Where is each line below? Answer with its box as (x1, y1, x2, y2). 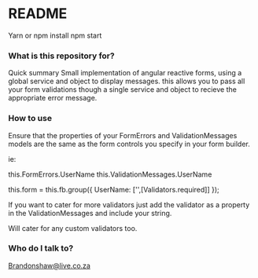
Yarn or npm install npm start (8, 31, 102, 40)
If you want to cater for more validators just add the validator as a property (8, 199, 250, 209)
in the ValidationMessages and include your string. (8, 208, 172, 218)
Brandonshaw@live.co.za (8, 261, 90, 270)
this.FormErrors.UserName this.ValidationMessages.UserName (8, 170, 212, 179)
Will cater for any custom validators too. (8, 223, 138, 232)
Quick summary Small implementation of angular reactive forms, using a (8, 68, 242, 78)
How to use (8, 113, 53, 124)
